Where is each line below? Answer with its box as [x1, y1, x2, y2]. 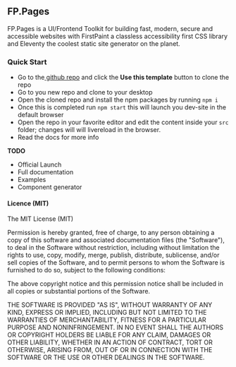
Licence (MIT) [7, 199, 49, 207]
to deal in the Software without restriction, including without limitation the [7, 243, 220, 252]
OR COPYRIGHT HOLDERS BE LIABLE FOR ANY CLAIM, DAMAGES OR [7, 331, 211, 339]
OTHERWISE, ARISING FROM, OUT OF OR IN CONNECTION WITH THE [7, 346, 213, 354]
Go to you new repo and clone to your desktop [17, 88, 153, 97]
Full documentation [17, 168, 74, 176]
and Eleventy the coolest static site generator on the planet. [7, 39, 181, 48]
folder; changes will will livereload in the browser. [17, 126, 161, 134]
